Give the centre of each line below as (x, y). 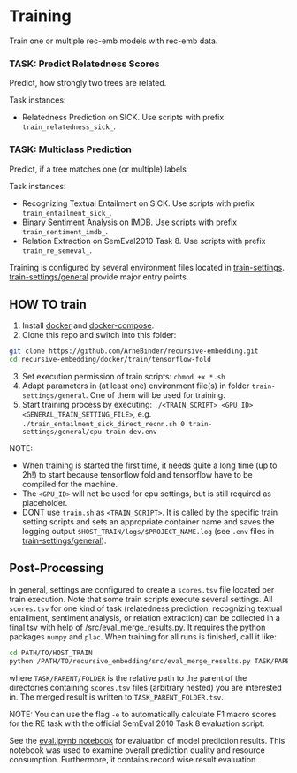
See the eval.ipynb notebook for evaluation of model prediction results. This (147, 740)
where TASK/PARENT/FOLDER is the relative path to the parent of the (128, 677)
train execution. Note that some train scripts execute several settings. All (141, 599)
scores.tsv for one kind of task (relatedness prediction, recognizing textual (146, 608)
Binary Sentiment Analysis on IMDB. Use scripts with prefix (129, 222)
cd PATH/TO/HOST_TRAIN (51, 653)
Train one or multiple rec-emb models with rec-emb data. (114, 41)
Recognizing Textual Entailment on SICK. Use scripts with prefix (138, 203)
